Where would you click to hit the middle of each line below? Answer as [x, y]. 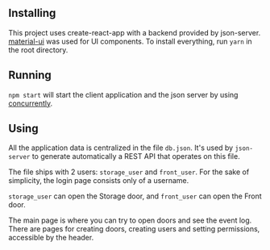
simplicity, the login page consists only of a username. [99, 181]
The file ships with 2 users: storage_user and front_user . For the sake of [129, 172]
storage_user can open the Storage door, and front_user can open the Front [135, 196]
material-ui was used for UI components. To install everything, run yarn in [130, 41]
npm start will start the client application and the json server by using [123, 94]
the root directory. [38, 50]
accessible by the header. [51, 238]
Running [30, 75]
